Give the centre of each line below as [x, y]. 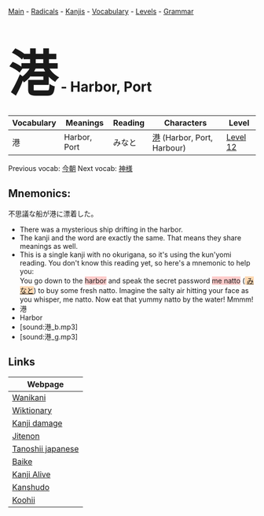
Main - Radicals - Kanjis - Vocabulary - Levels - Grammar [101, 11]
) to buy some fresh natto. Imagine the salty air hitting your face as [141, 290]
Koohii [24, 499]
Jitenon [26, 436]
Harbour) [169, 147]
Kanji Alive [31, 474]
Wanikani [29, 397]
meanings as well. [49, 246]
